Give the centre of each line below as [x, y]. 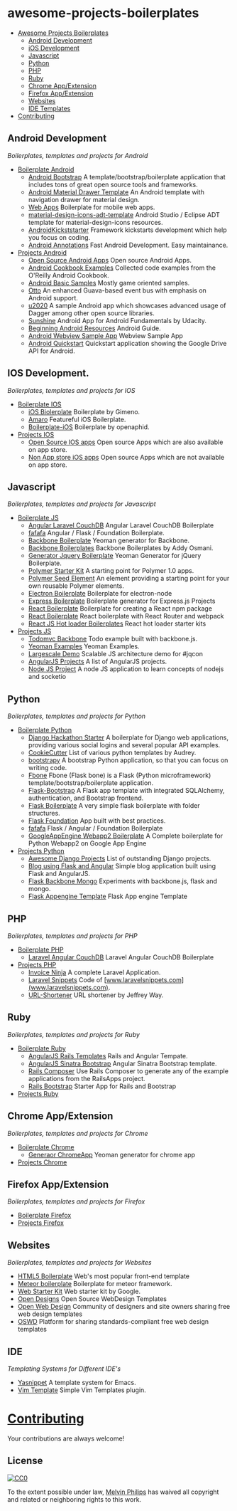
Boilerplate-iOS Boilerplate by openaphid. [89, 427]
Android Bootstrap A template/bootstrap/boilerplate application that [127, 177]
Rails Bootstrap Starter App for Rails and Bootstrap [102, 1086]
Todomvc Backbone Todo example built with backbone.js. [112, 639]
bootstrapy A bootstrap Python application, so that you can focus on [128, 760]
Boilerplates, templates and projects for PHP [72, 936]
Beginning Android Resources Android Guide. [94, 328]
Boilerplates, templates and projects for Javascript [82, 504]
